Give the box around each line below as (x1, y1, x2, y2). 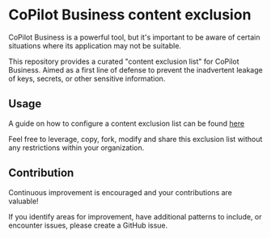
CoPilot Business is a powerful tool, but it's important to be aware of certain (8, 32, 260, 42)
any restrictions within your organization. (8, 143, 145, 152)
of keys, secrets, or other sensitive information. (8, 73, 166, 83)
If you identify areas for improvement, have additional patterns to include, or (8, 211, 262, 221)
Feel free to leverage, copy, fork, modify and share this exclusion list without (8, 134, 263, 144)
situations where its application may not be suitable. (8, 40, 182, 50)
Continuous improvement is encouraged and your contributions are (8, 187, 233, 197)
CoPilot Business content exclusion (8, 6, 252, 24)
